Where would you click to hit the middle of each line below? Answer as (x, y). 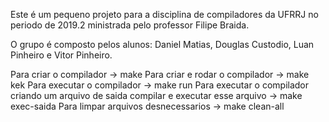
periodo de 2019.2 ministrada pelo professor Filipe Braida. (130, 25)
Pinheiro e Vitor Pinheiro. (61, 55)
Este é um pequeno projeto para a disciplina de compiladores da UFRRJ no (164, 14)
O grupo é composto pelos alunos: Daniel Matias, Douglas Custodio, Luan (162, 44)
